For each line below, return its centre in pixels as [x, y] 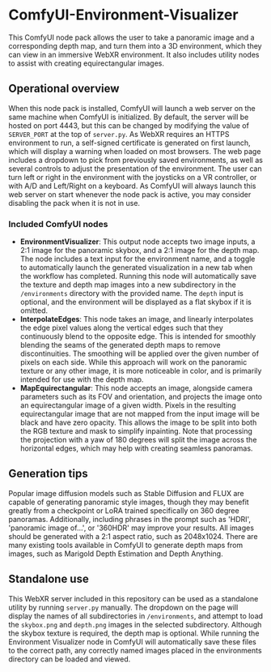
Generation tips [48, 474]
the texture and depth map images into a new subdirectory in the [128, 285]
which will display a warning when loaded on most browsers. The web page [135, 151]
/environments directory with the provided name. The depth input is [132, 293]
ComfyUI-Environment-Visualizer [123, 15]
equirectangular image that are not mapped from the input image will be [140, 414]
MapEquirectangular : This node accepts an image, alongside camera [136, 388]
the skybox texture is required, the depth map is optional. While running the [134, 633]
